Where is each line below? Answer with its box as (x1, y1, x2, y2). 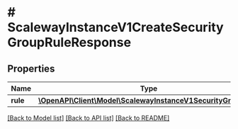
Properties (7, 62, 55, 74)
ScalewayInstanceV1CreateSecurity (7, 19, 225, 35)
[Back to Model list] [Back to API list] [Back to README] (7, 114, 170, 122)
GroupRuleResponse (7, 35, 132, 50)
